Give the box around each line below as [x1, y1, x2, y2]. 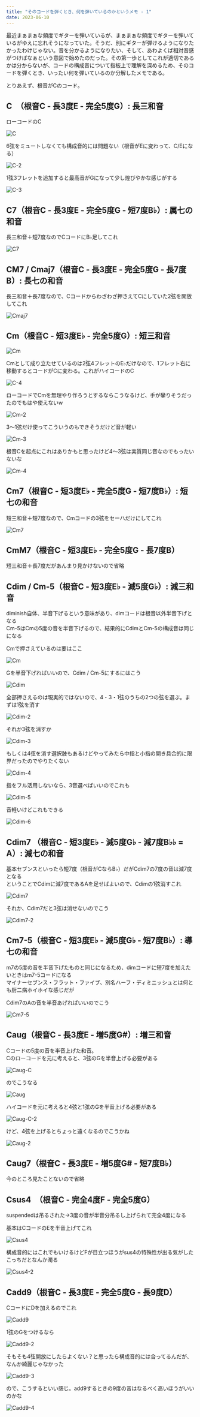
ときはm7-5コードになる [11, 971, 72, 978]
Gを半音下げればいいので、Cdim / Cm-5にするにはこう [6, 669, 141, 676]
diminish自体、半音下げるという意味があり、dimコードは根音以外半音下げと [6, 610, 193, 617]
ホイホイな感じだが [26, 986, 75, 993]
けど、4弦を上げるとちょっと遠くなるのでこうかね [6, 1127, 130, 1135]
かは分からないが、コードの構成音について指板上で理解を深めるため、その [6, 61, 189, 69]
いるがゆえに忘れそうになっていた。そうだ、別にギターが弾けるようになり [6, 39, 189, 46]
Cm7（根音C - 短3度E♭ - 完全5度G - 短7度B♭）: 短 [6, 486, 188, 497]
